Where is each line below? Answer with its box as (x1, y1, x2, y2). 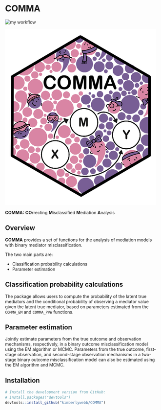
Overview (5, 224, 36, 232)
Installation (5, 376, 40, 385)
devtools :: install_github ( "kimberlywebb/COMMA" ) (5, 400, 106, 405)
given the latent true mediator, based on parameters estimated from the (5, 304, 149, 310)
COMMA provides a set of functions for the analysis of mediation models (5, 237, 152, 243)
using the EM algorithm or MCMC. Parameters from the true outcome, (5, 346, 145, 352)
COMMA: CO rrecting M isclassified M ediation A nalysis (5, 209, 115, 215)
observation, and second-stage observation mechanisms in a (17, 352, 141, 358)
